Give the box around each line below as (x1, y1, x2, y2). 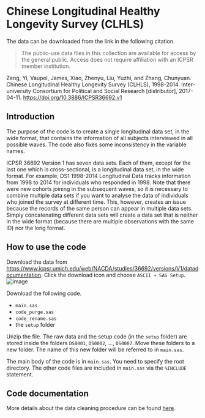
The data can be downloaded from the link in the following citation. (6, 37, 175, 45)
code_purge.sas (15, 309, 54, 315)
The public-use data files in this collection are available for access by (21, 49, 196, 56)
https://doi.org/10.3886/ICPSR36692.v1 (23, 94, 122, 101)
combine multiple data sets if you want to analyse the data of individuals (6, 192, 188, 199)
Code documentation (6, 388, 89, 398)
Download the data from (6, 258, 67, 266)
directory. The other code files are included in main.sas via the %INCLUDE (6, 364, 187, 371)
